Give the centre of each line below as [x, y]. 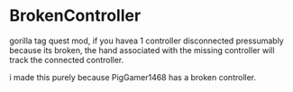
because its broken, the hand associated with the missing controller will [142, 50]
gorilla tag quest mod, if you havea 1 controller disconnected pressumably [146, 41]
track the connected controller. [67, 60]
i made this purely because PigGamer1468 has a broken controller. [133, 77]
